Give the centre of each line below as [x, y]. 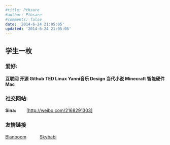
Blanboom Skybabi [31, 137]
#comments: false [24, 19]
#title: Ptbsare [22, 10]
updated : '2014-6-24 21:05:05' [38, 29]
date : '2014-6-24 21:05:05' [35, 24]
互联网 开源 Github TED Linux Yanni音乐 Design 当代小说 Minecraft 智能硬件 [85, 78]
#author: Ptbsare [24, 15]
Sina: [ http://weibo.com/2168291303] [49, 110]
